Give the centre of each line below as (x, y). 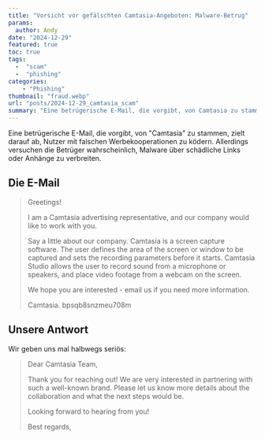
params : (21, 23)
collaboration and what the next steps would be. (106, 396)
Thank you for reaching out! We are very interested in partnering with (140, 379)
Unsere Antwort (49, 330)
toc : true (24, 52)
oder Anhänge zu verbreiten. (55, 158)
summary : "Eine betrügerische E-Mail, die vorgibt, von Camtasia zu (123, 111)
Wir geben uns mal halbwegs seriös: (67, 348)
